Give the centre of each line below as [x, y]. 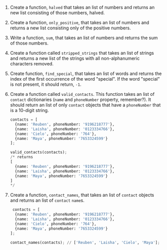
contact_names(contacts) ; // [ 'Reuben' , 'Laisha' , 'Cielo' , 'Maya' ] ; [85, 242]
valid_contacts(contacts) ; [38, 152]
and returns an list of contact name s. [47, 200]
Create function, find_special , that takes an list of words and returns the [86, 74]
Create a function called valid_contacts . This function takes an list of [82, 94]
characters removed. [32, 64]
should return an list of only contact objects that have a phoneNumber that [85, 105]
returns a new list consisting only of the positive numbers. [70, 28]
